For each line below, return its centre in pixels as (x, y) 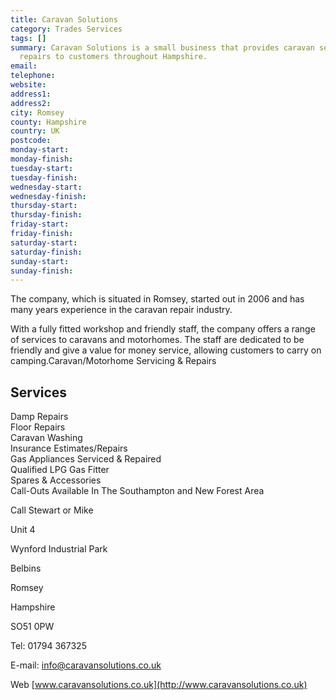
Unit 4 (23, 530)
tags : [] (28, 38)
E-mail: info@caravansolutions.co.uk (86, 665)
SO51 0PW (32, 627)
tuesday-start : (42, 168)
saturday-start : (44, 242)
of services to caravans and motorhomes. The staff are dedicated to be (157, 340)
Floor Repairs (38, 427)
